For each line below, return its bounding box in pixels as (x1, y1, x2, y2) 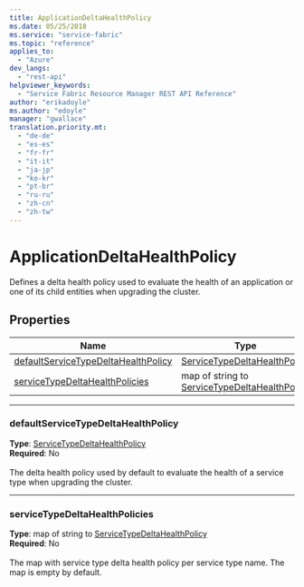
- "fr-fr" (17, 148, 54, 157)
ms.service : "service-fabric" (9, 30, 124, 39)
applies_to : (9, 47, 54, 56)
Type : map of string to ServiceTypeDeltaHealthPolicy (9, 528, 208, 540)
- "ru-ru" (17, 191, 54, 200)
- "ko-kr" (17, 173, 54, 182)
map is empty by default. (9, 567, 102, 578)
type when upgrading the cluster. (9, 476, 133, 487)
